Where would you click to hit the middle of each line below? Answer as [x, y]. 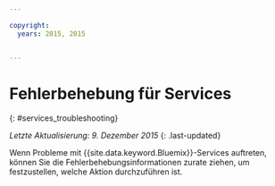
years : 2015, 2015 [52, 34]
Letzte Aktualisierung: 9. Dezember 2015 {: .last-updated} [115, 136]
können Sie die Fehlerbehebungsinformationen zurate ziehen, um [129, 163]
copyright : [29, 25]
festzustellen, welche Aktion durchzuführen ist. [96, 172]
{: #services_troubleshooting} [64, 118]
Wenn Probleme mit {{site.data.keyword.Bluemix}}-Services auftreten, [138, 153]
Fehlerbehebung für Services [121, 93]
